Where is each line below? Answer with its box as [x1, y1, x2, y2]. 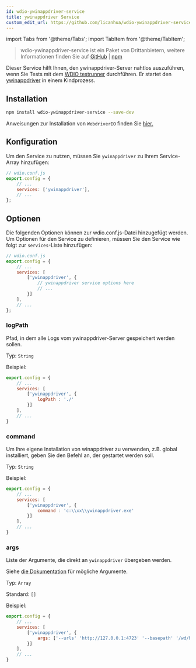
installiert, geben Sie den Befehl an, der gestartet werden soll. [6, 452, 155, 459]
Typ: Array [6, 580, 32, 587]
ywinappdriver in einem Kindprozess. [6, 77, 96, 84]
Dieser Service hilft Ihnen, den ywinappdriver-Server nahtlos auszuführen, [6, 64, 185, 71]
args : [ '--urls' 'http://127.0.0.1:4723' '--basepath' [37, 635, 174, 641]
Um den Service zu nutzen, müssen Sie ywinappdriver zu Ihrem [6, 152, 159, 159]
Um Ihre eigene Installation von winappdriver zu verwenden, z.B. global [6, 446, 178, 453]
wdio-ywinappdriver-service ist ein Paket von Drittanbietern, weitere [20, 47, 185, 54]
